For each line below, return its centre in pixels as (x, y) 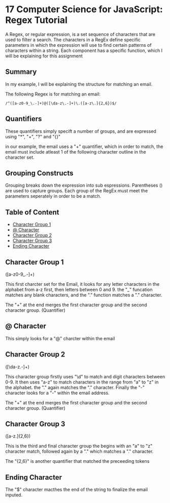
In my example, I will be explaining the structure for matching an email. (79, 84)
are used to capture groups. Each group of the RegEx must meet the (77, 191)
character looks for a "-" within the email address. (58, 393)
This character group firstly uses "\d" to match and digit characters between (85, 376)
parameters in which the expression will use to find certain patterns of (78, 45)
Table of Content (32, 212)
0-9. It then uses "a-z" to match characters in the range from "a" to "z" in (82, 382)
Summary (21, 72)
